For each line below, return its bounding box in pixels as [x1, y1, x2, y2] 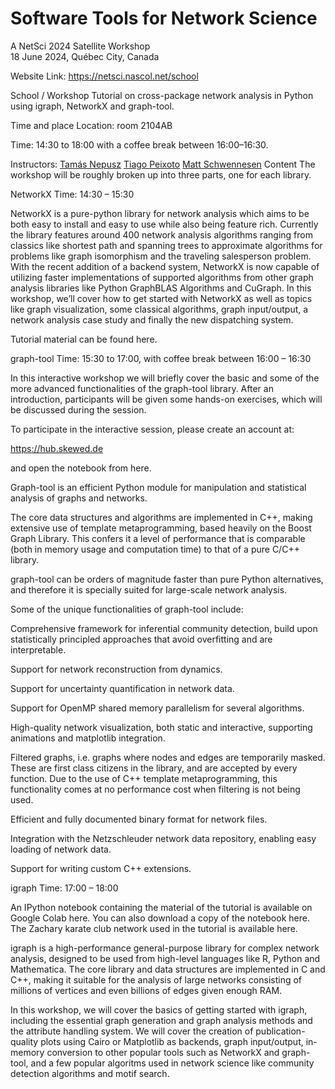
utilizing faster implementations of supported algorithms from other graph [10, 271, 314, 283]
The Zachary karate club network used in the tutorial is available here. [10, 922, 298, 934]
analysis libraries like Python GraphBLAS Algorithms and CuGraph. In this [10, 282, 312, 294]
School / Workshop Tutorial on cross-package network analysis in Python [10, 89, 314, 101]
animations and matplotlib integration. [10, 732, 166, 744]
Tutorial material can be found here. [10, 333, 158, 345]
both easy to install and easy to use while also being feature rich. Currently [10, 218, 319, 230]
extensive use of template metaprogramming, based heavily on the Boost [10, 522, 312, 534]
